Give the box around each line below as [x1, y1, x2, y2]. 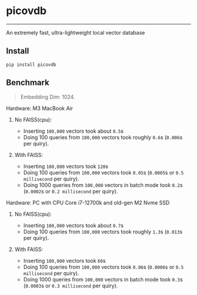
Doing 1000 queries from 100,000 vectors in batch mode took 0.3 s [23, 276, 183, 283]
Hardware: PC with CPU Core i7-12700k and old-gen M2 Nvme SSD [6, 199, 170, 206]
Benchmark [6, 78, 50, 88]
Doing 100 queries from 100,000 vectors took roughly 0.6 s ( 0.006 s [23, 133, 183, 140]
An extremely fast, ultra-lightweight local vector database [6, 29, 145, 36]
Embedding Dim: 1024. [20, 93, 75, 100]
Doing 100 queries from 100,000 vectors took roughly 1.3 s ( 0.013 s [23, 228, 183, 235]
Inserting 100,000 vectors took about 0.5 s [23, 128, 124, 135]
